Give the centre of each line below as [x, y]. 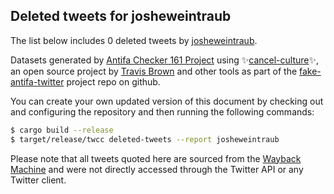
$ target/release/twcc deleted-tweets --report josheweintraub [145, 139]
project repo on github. [113, 81]
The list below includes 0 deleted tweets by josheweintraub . [134, 40]
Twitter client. [38, 180]
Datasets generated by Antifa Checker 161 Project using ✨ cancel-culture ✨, [165, 60]
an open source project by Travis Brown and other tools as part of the [154, 71]
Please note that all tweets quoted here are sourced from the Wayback [156, 158]
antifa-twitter [37, 81]
